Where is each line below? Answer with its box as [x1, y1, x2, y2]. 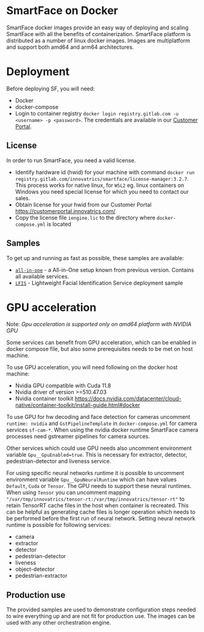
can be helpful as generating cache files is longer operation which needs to [6, 508, 196, 516]
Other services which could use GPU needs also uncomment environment [6, 445, 192, 452]
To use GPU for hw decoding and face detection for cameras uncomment [6, 413, 191, 421]
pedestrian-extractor [15, 572, 68, 579]
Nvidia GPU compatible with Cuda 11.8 [15, 382, 111, 390]
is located [46, 220, 72, 228]
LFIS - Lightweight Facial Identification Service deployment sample [15, 279, 183, 286]
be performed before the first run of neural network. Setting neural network [6, 515, 196, 522]
